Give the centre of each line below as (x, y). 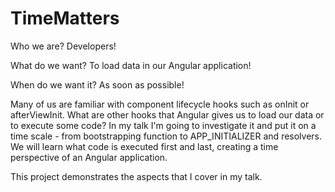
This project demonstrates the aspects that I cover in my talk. (136, 176)
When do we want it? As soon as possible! (97, 84)
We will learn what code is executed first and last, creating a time (144, 146)
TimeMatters (65, 18)
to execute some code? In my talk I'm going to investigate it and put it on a (163, 125)
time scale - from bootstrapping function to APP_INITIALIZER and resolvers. (166, 136)
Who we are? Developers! (63, 46)
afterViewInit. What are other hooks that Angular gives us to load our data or (167, 114)
